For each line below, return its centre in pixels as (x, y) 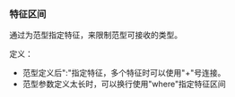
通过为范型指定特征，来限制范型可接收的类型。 (96, 35)
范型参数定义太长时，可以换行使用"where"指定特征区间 (124, 84)
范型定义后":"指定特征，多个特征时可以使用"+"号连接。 (124, 73)
